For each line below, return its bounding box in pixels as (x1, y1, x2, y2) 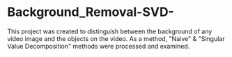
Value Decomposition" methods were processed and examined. (7, 42, 190, 50)
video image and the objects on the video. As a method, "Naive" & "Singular (7, 34, 225, 42)
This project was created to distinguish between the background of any (7, 27, 212, 35)
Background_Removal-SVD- (7, 4, 174, 20)
